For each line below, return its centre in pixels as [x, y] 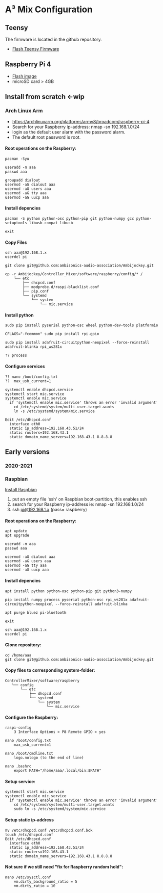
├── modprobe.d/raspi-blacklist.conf [61, 287]
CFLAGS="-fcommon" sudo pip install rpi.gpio [52, 334]
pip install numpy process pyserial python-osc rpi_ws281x [66, 600]
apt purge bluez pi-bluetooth [36, 612]
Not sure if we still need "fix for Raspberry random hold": [64, 867]
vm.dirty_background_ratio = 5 [46, 881]
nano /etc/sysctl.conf [28, 877]
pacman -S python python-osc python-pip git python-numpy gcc [70, 218]
